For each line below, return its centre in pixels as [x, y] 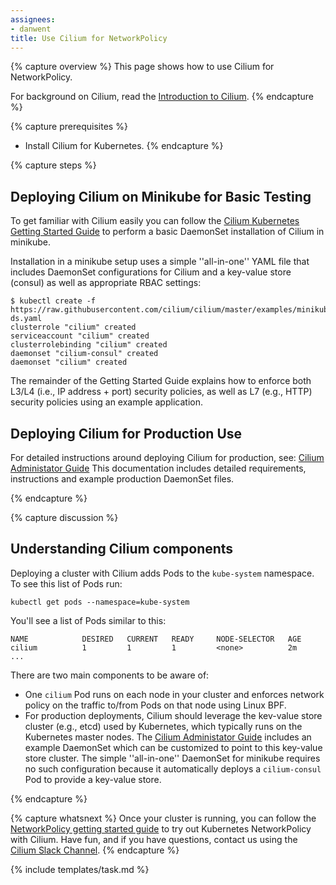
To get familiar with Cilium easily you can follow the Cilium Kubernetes [155, 221]
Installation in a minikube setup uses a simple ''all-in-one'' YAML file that [160, 262]
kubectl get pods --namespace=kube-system [100, 602]
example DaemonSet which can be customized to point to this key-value [173, 747]
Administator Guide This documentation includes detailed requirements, [158, 468]
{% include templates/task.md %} [80, 869]
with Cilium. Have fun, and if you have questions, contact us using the [154, 839]
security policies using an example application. [106, 402]
